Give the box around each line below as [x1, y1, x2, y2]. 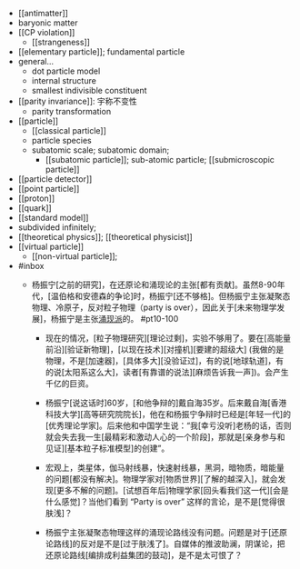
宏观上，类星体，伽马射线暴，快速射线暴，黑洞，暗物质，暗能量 [45, 463, 285, 473]
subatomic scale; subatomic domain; [31, 145, 170, 155]
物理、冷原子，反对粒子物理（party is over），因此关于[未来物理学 [31, 302, 277, 313]
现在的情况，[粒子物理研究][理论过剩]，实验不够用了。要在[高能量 [45, 333, 291, 344]
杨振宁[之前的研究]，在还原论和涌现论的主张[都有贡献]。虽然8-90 [31, 279, 277, 290]
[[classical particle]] [31, 125, 107, 135]
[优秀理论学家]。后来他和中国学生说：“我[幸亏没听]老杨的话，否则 [45, 420, 292, 431]
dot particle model [31, 65, 101, 76]
